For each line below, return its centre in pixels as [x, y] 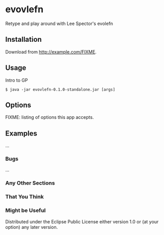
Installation [24, 40]
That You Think [25, 197]
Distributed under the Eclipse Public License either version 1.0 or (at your [82, 221]
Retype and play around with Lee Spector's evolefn [59, 23]
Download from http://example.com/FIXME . [51, 51]
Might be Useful [26, 211]
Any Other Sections [30, 183]
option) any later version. [31, 227]
